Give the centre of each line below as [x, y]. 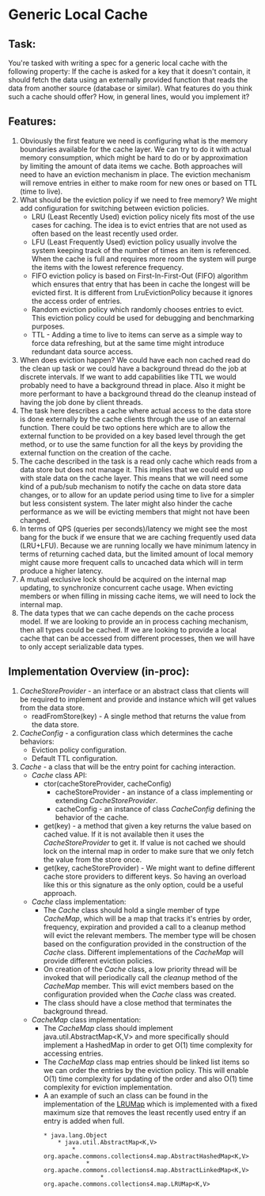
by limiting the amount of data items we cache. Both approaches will [131, 166]
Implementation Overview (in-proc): [99, 672]
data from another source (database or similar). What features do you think [131, 88]
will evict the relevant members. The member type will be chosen [150, 935]
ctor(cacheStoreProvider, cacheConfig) [107, 783]
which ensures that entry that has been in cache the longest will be [141, 284]
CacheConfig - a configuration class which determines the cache [126, 733]
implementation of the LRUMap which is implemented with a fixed [150, 1104]
